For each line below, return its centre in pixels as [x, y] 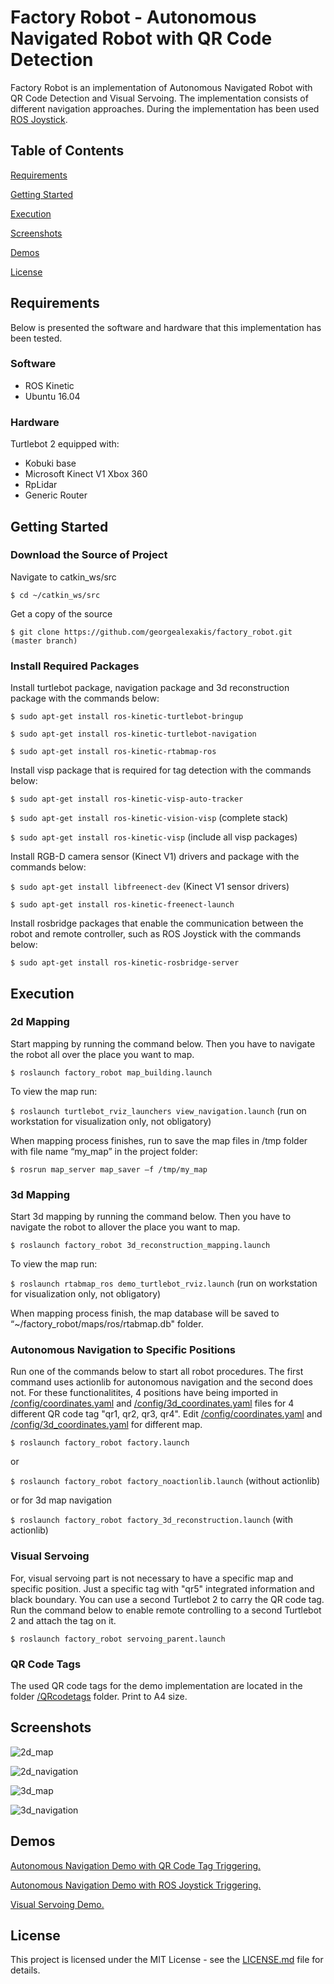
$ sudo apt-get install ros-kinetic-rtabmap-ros [113, 752]
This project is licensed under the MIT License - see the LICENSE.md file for [167, 1960]
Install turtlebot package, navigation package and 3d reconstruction [150, 688]
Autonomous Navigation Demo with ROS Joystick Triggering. [136, 1885]
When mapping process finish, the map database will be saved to [145, 1313]
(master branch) [44, 641]
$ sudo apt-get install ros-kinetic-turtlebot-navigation [133, 734]
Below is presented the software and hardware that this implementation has [166, 327]
